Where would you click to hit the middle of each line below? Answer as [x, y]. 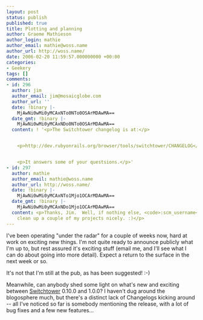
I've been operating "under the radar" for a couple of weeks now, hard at [97, 235]
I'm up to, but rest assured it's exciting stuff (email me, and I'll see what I [96, 248]
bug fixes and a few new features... [50, 310]
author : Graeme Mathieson [39, 34]
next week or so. [27, 261]
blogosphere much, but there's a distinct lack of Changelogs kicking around [101, 297]
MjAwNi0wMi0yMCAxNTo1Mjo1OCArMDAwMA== [66, 196]
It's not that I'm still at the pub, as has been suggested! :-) [78, 273]
